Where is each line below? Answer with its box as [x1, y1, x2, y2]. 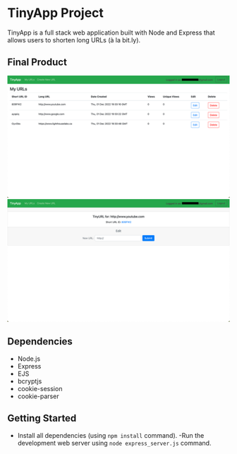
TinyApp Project [7, 5, 104, 21]
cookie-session [17, 384, 63, 393]
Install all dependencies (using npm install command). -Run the [17, 431, 205, 439]
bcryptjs [17, 376, 42, 386]
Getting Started [7, 412, 77, 424]
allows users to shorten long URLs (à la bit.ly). [7, 35, 141, 44]
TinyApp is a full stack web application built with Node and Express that [7, 28, 215, 37]
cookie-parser [17, 392, 59, 400]
